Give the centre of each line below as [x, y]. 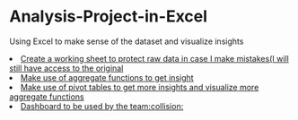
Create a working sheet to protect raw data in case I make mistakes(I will [155, 58]
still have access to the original [66, 68]
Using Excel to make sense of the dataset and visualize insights [127, 41]
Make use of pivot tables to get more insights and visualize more [140, 87]
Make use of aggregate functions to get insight [108, 77]
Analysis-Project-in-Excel [109, 17]
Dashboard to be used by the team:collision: [102, 106]
